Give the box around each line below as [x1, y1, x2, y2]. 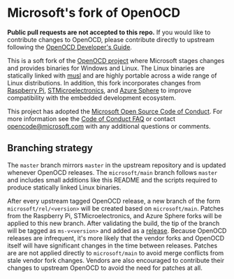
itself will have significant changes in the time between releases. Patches [7, 241, 218, 250]
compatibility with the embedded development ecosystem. [7, 93, 177, 102]
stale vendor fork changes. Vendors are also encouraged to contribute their [7, 256, 225, 264]
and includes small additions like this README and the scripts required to [7, 176, 218, 184]
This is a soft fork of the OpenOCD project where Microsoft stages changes [7, 56, 225, 64]
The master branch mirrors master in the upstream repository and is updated [7, 161, 226, 169]
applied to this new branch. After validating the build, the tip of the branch [7, 219, 220, 227]
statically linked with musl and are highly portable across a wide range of [7, 71, 217, 80]
